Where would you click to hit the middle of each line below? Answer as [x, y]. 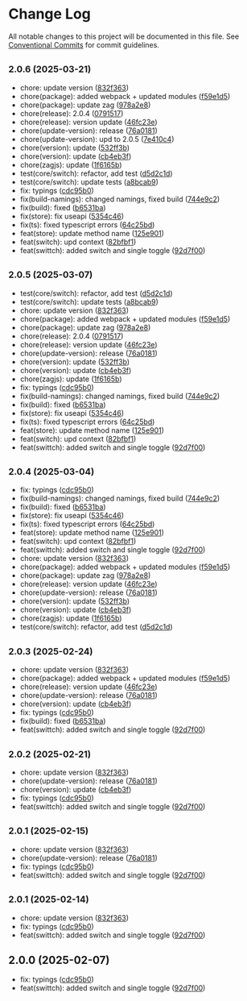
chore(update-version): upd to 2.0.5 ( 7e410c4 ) [97, 139]
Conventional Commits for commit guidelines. [84, 44]
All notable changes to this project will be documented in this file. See [124, 36]
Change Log [49, 14]
